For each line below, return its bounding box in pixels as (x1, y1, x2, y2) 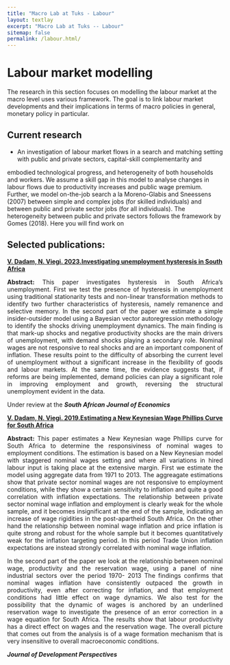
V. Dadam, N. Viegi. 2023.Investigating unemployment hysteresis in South (7, 257, 223, 265)
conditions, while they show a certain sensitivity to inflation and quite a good (7, 485, 223, 494)
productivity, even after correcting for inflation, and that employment (7, 585, 223, 594)
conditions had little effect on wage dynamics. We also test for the (7, 593, 223, 601)
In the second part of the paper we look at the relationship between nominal (7, 557, 223, 565)
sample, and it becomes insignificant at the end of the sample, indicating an (7, 507, 223, 515)
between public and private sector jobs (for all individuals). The (7, 204, 186, 213)
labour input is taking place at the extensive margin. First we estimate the (7, 463, 223, 472)
